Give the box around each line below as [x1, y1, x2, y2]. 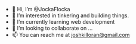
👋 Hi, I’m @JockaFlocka [11, 6, 70, 12]
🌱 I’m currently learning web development [11, 18, 115, 25]
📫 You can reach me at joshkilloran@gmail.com [11, 32, 130, 38]
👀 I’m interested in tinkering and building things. [11, 12, 129, 19]
